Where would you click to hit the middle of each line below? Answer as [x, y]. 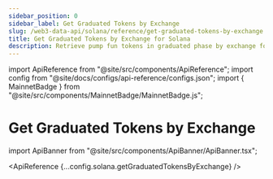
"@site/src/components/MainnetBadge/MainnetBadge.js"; [106, 95]
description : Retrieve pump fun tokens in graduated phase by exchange [132, 46]
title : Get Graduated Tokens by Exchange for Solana [100, 39]
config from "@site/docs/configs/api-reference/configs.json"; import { [126, 78]
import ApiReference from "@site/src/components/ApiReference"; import [131, 69]
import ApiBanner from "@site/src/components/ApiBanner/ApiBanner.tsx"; [133, 151]
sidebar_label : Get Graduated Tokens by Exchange [94, 24]
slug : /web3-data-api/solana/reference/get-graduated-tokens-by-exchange [136, 31]
